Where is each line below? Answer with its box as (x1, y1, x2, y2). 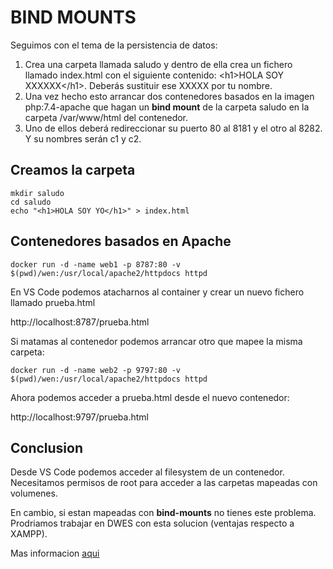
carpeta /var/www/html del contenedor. (24, 111, 189, 123)
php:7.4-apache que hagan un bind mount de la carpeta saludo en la (24, 101, 310, 113)
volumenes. (10, 487, 58, 500)
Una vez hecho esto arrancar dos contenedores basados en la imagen (24, 90, 315, 102)
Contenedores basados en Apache (10, 233, 232, 250)
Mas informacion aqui (10, 547, 100, 560)
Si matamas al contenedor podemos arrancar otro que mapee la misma (10, 335, 303, 347)
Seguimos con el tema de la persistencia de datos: (10, 39, 218, 51)
